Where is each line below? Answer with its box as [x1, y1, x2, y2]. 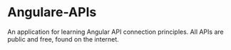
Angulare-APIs [7, 4, 97, 20]
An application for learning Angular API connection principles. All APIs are [7, 27, 224, 36]
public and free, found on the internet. [7, 35, 119, 43]
